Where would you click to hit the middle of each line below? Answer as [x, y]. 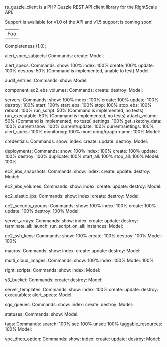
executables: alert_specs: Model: [39, 295]
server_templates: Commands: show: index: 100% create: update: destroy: [82, 290]
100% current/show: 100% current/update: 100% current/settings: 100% [80, 126]
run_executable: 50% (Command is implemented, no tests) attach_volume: [82, 116]
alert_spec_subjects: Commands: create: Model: [55, 56]
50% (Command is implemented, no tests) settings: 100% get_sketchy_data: [83, 121]
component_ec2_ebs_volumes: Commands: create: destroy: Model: [74, 90]
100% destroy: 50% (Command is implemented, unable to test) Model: [77, 71]
